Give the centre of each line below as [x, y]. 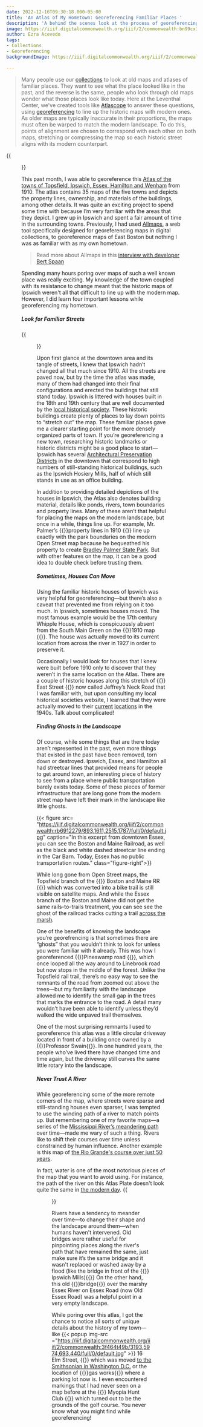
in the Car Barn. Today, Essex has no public [91, 856]
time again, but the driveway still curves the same [98, 1058]
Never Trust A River [62, 1079]
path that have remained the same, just [100, 1251]
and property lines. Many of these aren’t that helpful [101, 511]
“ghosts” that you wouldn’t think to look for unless [98, 944]
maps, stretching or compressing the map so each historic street [101, 137]
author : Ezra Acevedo [34, 34]
